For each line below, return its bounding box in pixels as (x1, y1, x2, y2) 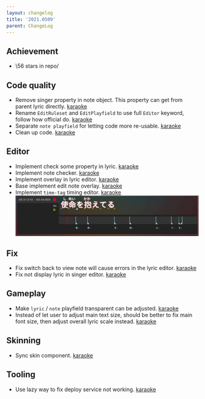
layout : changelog (6, 10, 53, 16)
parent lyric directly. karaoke (15, 103, 87, 110)
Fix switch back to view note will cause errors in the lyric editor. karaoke (15, 265, 197, 272)
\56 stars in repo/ (15, 62, 59, 70)
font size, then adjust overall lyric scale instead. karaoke (15, 318, 157, 325)
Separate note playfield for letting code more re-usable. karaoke (15, 122, 181, 130)
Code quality (6, 80, 56, 90)
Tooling (6, 370, 35, 380)
